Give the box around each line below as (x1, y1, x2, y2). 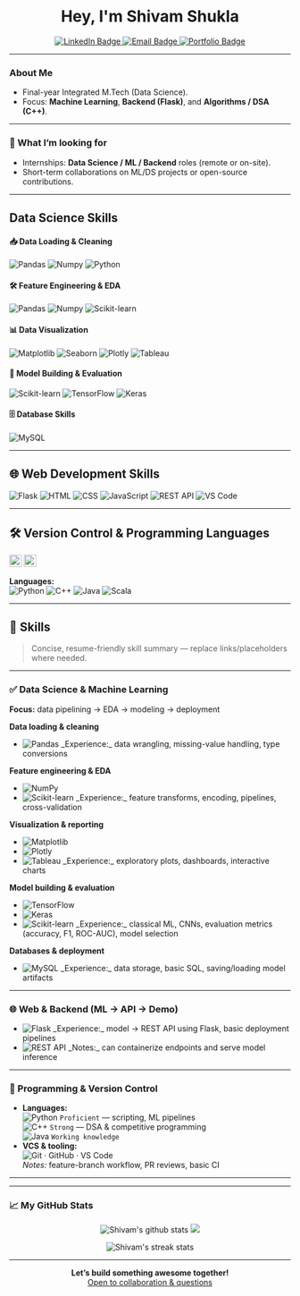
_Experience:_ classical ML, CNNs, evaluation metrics (75, 919, 273, 929)
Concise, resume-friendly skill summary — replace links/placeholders (30, 643, 287, 654)
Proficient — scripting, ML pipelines (59, 1112, 196, 1123)
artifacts (21, 972, 54, 983)
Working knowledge (51, 1133, 120, 1142)
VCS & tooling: (21, 1140, 78, 1151)
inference (21, 1051, 58, 1062)
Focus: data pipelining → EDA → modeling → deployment (9, 704, 221, 715)
